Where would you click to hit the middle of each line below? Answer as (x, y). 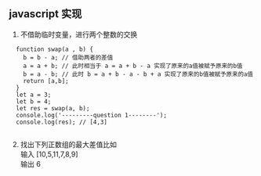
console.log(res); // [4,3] (62, 122)
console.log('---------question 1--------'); (92, 115)
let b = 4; (34, 101)
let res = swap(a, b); (53, 108)
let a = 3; (34, 95)
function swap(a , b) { (54, 49)
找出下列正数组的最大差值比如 (68, 144)
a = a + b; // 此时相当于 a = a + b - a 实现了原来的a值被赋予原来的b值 (133, 66)
